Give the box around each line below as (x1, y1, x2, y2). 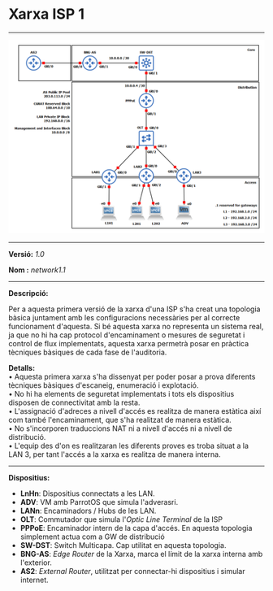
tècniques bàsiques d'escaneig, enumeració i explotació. (8, 380, 199, 390)
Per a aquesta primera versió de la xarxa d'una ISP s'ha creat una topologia (8, 304, 261, 314)
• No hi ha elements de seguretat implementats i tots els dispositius (8, 389, 235, 398)
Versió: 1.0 (8, 249, 45, 259)
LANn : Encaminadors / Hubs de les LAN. (19, 506, 157, 515)
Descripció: (8, 288, 49, 298)
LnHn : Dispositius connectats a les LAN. (19, 489, 155, 498)
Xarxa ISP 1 (8, 5, 85, 24)
